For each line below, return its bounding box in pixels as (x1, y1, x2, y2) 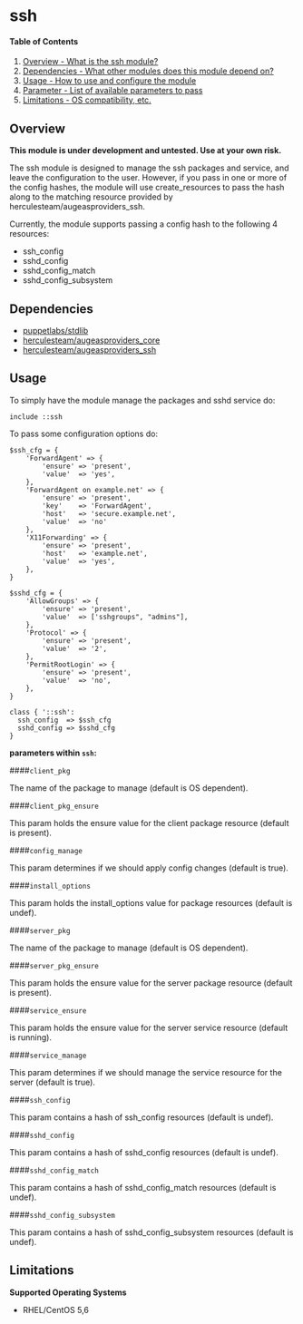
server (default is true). (9, 1076, 95, 1087)
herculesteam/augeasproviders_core (22, 335, 161, 346)
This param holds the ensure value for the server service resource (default (9, 1022, 288, 1033)
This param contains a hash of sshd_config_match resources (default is (9, 1182, 277, 1193)
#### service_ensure (9, 1004, 87, 1016)
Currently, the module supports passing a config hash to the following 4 (9, 219, 279, 229)
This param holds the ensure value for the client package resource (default (9, 817, 289, 828)
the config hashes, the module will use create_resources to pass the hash (9, 182, 285, 193)
